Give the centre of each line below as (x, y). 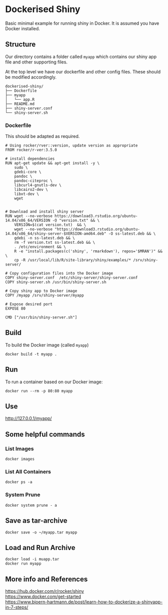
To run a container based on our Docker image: (54, 382)
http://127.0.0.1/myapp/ (29, 419)
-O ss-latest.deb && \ (132, 234)
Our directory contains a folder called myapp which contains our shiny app (81, 56)
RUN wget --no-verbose (29, 216)
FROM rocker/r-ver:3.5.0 (31, 150)
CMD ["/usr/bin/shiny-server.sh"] (41, 318)
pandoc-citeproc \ (33, 181)
